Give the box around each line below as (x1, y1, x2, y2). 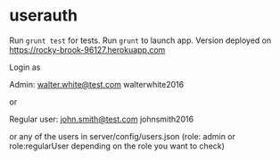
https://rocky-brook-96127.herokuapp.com (9, 44, 166, 55)
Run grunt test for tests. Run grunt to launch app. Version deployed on (9, 35, 272, 46)
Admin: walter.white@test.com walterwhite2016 (9, 79, 185, 89)
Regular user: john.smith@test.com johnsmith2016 (9, 114, 194, 124)
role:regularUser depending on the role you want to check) (9, 140, 226, 151)
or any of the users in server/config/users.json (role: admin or (9, 131, 236, 141)
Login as (9, 62, 41, 72)
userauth (9, 5, 78, 26)
